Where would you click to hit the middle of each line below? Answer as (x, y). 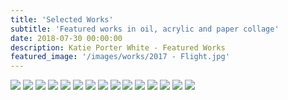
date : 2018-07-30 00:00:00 (66, 38)
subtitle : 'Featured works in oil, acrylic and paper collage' (145, 29)
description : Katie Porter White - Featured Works (118, 47)
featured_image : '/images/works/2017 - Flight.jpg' (120, 57)
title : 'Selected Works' (62, 19)
